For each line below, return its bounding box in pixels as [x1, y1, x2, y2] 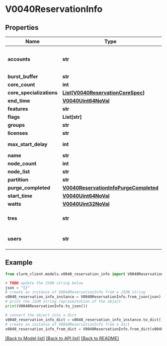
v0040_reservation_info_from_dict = [5, 327, 81, 332]
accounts [7, 56, 31, 63]
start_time [7, 192, 32, 199]
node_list [7, 168, 30, 175]
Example [5, 259, 33, 267]
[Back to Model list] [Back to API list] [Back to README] [5, 336, 119, 342]
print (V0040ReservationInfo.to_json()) [5, 304, 88, 309]
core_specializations [7, 89, 58, 96]
